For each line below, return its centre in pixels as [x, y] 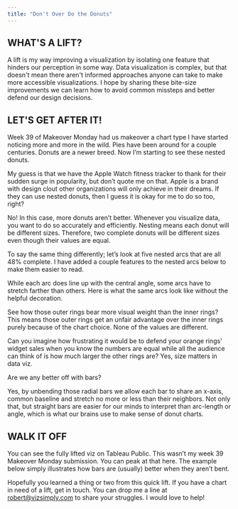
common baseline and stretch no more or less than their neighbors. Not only [119, 399]
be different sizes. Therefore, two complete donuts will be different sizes [114, 233]
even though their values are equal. [59, 241]
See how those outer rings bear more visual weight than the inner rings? [113, 312]
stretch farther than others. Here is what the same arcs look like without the [118, 291]
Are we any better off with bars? [54, 377]
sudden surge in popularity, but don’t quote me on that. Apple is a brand [113, 182]
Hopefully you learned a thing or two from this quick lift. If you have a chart [117, 483]
